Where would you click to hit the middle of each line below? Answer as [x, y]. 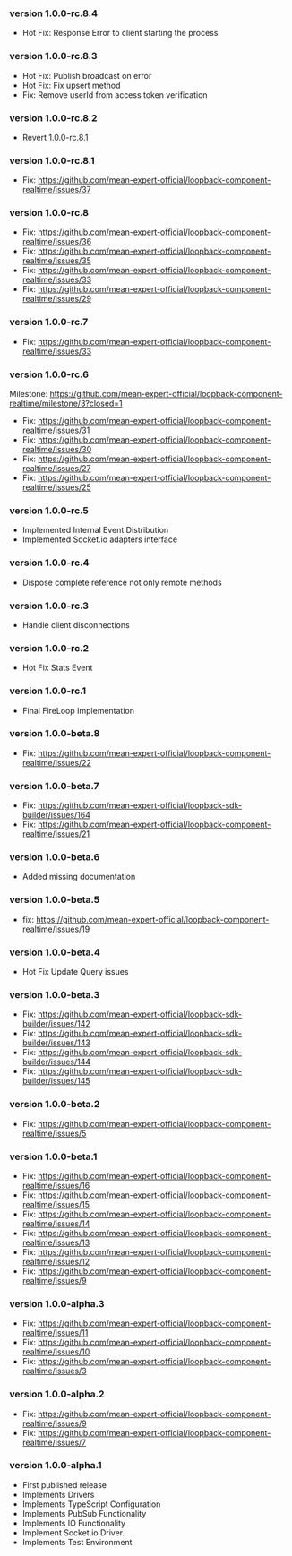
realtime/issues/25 [56, 487]
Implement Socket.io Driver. [73, 1532]
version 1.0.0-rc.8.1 [52, 160]
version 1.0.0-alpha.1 [56, 1466]
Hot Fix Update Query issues [75, 972]
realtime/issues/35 [57, 261]
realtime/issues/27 [56, 469]
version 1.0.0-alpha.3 [57, 1303]
